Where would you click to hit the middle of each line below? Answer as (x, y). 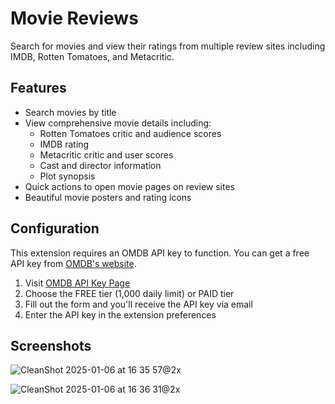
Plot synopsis (67, 176)
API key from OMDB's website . (73, 263)
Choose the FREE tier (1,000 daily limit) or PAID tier (129, 293)
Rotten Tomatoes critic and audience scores (130, 133)
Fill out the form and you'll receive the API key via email (138, 304)
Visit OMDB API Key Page (77, 283)
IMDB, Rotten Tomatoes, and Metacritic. (92, 56)
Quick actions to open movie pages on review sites (129, 186)
